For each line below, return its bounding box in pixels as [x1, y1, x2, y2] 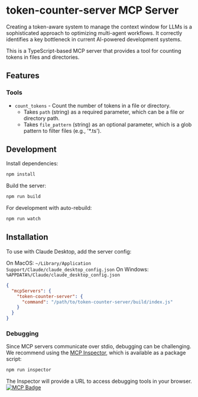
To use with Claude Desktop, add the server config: [6, 248, 132, 255]
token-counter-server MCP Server [6, 4, 179, 17]
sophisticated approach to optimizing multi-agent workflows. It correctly [6, 29, 183, 36]
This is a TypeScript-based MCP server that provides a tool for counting [6, 47, 181, 54]
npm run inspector [6, 367, 51, 373]
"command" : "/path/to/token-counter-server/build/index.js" [21, 299, 173, 305]
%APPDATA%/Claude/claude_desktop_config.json [6, 272, 120, 278]
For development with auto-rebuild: [6, 204, 92, 212]
